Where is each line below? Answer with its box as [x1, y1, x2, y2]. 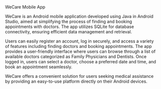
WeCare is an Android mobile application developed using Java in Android [5, 14, 154, 19]
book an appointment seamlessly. [5, 64, 72, 70]
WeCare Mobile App [5, 4, 45, 10]
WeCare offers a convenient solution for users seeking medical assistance [5, 74, 154, 79]
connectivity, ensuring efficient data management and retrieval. [5, 29, 132, 34]
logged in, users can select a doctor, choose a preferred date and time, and [5, 59, 157, 64]
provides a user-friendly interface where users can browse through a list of [5, 48, 156, 54]
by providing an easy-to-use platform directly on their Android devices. [5, 78, 147, 84]
